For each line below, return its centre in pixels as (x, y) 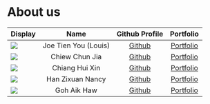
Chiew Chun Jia (76, 56)
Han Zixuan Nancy (76, 79)
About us (34, 12)
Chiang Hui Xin (76, 67)
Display (23, 34)
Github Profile (140, 34)
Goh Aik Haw (76, 90)
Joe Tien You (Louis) (76, 45)
